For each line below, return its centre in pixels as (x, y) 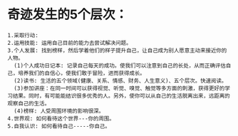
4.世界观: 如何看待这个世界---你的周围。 (61, 118)
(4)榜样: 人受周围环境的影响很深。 (59, 111)
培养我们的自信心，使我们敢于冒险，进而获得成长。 (82, 73)
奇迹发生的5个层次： (68, 15)
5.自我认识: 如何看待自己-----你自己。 (59, 126)
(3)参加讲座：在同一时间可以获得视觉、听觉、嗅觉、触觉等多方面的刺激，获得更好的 (119, 88)
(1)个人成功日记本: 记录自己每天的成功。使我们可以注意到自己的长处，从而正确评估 (120, 66)
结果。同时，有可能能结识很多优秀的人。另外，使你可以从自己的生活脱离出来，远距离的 (121, 96)
